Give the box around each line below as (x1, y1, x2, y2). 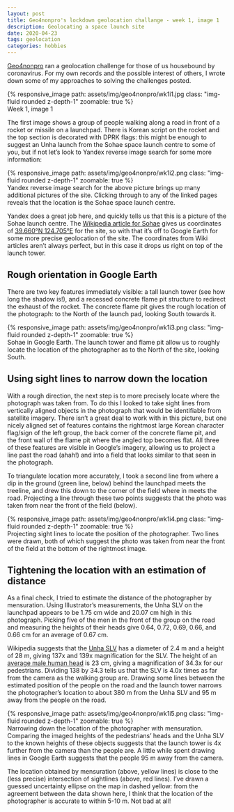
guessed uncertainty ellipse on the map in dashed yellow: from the (7, 782, 198, 790)
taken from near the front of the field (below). (7, 501, 138, 509)
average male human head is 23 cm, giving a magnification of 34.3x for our (7, 659, 224, 667)
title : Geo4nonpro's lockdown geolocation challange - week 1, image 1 (7, 17, 219, 24)
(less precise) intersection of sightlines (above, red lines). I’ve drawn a (7, 774, 209, 783)
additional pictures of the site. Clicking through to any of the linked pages (7, 191, 218, 199)
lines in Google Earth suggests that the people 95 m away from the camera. (7, 754, 224, 763)
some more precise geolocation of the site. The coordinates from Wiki (7, 234, 208, 242)
